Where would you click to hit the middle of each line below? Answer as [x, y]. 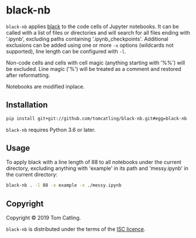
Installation [27, 105]
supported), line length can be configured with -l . [66, 51]
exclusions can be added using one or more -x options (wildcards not [90, 45]
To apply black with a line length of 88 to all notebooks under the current [94, 162]
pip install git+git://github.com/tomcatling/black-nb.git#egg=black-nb [97, 118]
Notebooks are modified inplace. [45, 86]
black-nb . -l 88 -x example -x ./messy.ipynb [64, 185]
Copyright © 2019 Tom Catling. [44, 218]
